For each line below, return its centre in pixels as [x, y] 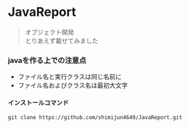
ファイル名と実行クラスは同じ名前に [70, 77]
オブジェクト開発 [49, 32]
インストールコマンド [38, 102]
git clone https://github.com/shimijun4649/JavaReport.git [95, 118]
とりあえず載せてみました [61, 40]
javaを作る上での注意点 [47, 60]
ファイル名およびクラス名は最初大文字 [73, 85]
